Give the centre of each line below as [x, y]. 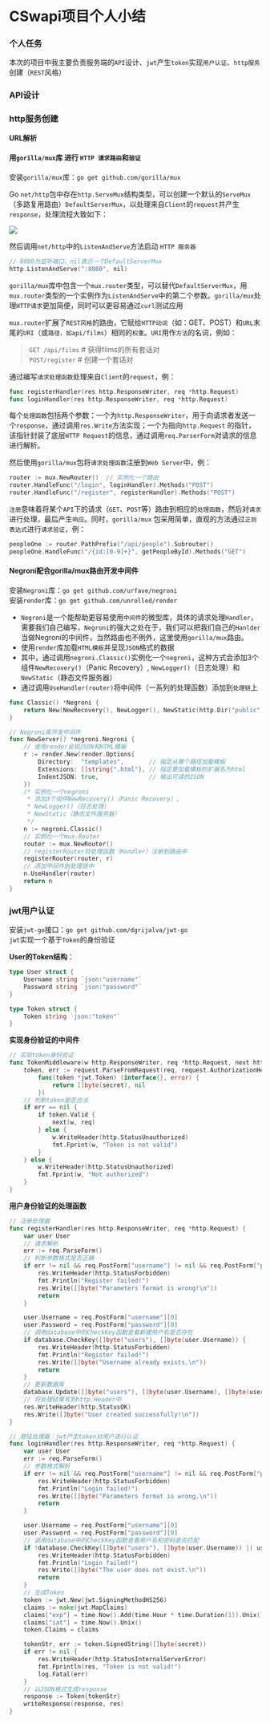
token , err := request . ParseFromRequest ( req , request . [117, 1070]
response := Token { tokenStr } [72, 1697]
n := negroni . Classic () [63, 829]
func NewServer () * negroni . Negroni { [72, 740]
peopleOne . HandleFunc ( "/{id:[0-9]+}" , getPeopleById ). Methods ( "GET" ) [128, 551]
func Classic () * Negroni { [54, 703]
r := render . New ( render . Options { [79, 755]
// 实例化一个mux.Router [62, 836]
